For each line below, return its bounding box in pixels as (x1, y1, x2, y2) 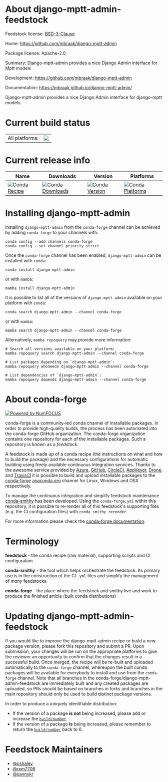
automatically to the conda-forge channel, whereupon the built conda (5, 664, 147, 670)
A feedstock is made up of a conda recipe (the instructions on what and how (5, 451, 163, 457)
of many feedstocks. (5, 578, 48, 584)
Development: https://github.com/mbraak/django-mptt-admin (5, 75, 132, 81)
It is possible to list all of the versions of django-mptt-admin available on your (5, 294, 162, 300)
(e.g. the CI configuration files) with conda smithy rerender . (5, 508, 127, 514)
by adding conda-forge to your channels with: (5, 229, 98, 235)
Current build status (5, 117, 90, 129)
